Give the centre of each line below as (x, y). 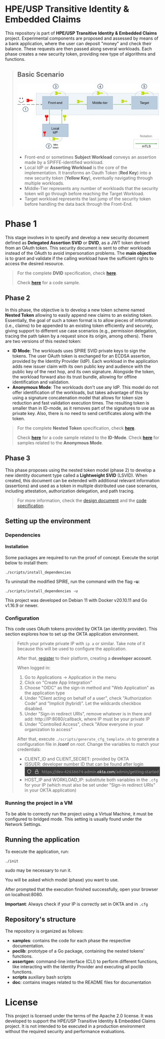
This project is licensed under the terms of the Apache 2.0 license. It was (79, 1016)
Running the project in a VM (39, 803)
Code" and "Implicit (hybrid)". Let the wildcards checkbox (83, 704)
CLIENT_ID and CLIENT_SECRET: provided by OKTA (77, 759)
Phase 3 (18, 458)
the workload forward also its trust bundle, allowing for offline (74, 377)
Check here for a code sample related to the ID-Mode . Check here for (88, 437)
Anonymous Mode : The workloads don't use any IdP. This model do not (85, 387)
